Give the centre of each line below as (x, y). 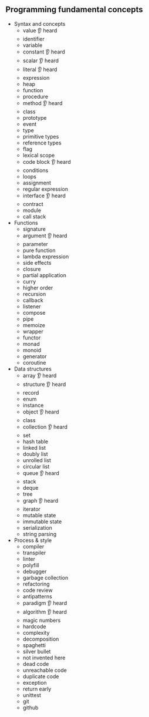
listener (32, 306)
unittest (32, 695)
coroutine (34, 362)
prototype (35, 117)
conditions (35, 170)
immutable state (42, 521)
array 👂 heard (40, 375)
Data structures (33, 369)
